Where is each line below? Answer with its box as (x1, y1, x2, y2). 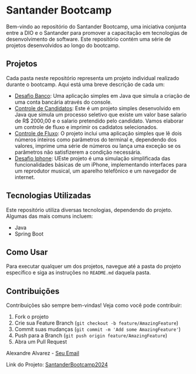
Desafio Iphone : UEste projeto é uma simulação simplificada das (14, 154, 171, 162)
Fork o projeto (14, 313, 49, 320)
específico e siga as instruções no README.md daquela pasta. (6, 269, 151, 276)
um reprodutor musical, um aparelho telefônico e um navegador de (14, 167, 177, 174)
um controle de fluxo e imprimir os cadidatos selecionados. (14, 123, 158, 130)
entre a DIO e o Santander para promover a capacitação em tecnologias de (6, 29, 188, 36)
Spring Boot (14, 230, 44, 237)
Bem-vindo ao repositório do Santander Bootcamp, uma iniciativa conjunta (6, 23, 187, 30)
